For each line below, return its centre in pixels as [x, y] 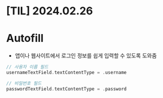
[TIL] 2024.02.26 [50, 11]
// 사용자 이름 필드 [27, 67]
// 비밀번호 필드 [24, 83]
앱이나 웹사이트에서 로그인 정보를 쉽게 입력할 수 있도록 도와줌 [86, 56]
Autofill [25, 39]
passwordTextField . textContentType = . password [67, 89]
